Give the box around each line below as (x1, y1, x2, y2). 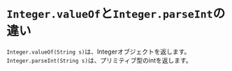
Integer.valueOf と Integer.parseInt (6, 6, 214, 22)
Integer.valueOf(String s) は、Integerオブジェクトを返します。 (6, 47, 191, 56)
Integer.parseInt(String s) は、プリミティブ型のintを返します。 (6, 56, 193, 64)
